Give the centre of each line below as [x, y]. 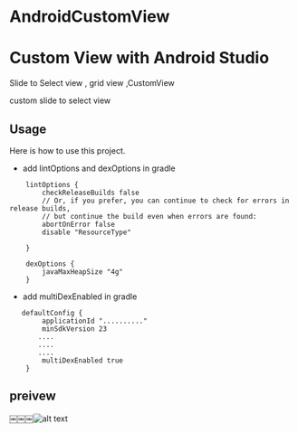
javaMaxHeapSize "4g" [83, 272]
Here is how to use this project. [67, 150]
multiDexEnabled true [83, 360]
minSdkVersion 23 [74, 329]
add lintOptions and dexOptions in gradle [99, 168]
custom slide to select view [60, 100]
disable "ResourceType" [87, 232]
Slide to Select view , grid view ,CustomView [92, 83]
